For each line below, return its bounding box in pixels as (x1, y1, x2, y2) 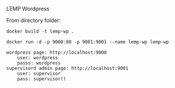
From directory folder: (6, 17, 61, 24)
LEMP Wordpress (6, 5, 50, 12)
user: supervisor (17, 71, 61, 77)
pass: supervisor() (17, 76, 67, 82)
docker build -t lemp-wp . (6, 28, 74, 34)
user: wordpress (17, 55, 59, 61)
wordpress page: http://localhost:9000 (6, 49, 107, 55)
